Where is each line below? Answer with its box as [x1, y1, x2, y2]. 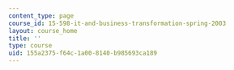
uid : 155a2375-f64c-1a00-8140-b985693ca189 [8, 49, 158, 57]
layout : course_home [8, 27, 79, 35]
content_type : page [8, 11, 74, 20]
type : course [8, 42, 53, 50]
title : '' [8, 34, 42, 43]
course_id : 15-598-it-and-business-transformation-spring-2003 [8, 19, 227, 27]
